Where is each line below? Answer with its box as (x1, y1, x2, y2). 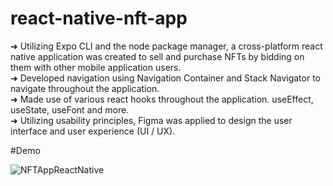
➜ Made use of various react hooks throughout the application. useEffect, (10, 93, 314, 105)
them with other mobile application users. (10, 61, 182, 73)
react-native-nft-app (10, 7, 188, 30)
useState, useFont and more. (10, 103, 130, 116)
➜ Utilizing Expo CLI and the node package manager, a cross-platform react (10, 40, 323, 52)
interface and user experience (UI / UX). (10, 125, 176, 137)
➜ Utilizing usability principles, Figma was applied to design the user (10, 114, 293, 126)
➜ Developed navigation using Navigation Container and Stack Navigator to (10, 72, 321, 84)
